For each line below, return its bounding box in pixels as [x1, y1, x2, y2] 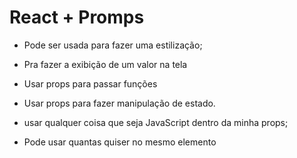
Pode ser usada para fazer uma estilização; [23, 39, 203, 51]
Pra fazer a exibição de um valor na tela [23, 58, 188, 70]
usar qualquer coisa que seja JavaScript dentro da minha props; [23, 116, 289, 128]
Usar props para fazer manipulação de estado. [23, 97, 216, 109]
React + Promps [9, 6, 145, 29]
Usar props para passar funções [23, 77, 158, 90]
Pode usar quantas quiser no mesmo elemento [23, 136, 217, 148]
